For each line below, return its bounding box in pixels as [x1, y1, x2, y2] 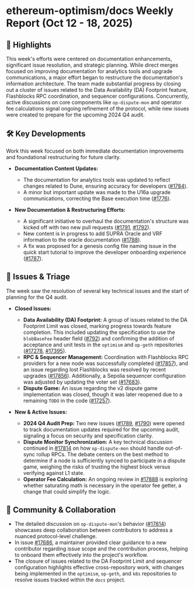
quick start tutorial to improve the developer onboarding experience [23, 249, 186, 256]
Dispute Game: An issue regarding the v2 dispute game [23, 384, 158, 391]
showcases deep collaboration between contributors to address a [14, 526, 173, 533]
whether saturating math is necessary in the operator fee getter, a [23, 481, 182, 489]
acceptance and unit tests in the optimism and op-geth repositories [23, 341, 183, 348]
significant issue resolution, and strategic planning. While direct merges [6, 61, 179, 68]
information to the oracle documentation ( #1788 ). [23, 236, 142, 243]
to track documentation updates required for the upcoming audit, [23, 426, 180, 433]
